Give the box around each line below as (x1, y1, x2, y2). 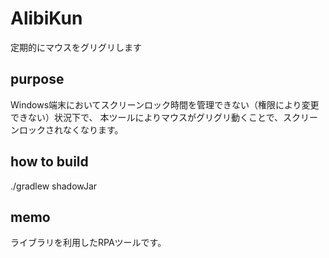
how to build (10, 153, 89, 171)
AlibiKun (10, 7, 83, 30)
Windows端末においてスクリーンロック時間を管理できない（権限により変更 (10, 98, 320, 111)
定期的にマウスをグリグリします (10, 41, 142, 53)
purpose (10, 71, 65, 88)
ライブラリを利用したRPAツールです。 (10, 237, 167, 249)
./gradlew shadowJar (10, 180, 98, 192)
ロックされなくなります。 (18, 123, 124, 136)
